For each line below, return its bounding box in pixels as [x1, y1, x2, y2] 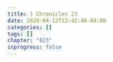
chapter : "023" [7, 37, 53, 44]
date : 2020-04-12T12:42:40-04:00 [7, 17, 107, 24]
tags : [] [7, 30, 33, 38]
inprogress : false [7, 43, 62, 51]
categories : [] [7, 24, 53, 31]
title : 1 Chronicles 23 [7, 10, 78, 18]
